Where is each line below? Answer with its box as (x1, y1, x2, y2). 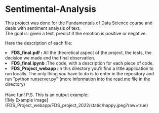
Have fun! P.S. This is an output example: (5, 92, 89, 98)
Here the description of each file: (5, 40, 73, 46)
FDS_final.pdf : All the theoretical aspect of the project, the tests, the (11, 50, 152, 56)
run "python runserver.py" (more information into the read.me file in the (5, 76, 151, 82)
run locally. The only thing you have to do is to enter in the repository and (5, 70, 154, 76)
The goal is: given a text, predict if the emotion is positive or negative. (5, 30, 147, 36)
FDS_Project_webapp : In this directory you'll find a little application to (11, 65, 154, 71)
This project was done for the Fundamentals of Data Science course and (5, 20, 153, 26)
